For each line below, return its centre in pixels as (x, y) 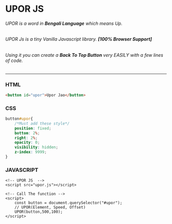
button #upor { (19, 119)
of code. (14, 60)
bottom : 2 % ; (27, 133)
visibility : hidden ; (36, 147)
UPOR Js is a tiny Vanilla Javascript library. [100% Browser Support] (79, 39)
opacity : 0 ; (27, 143)
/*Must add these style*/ (42, 123)
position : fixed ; (33, 128)
